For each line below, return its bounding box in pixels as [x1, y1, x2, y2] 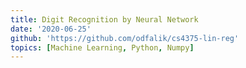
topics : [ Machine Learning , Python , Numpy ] [10, 42, 195, 53]
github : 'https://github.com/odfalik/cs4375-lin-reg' [10, 33, 240, 43]
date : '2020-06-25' [10, 24, 92, 34]
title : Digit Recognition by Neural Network [10, 14, 199, 25]
